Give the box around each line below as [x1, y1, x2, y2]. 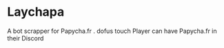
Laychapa [7, 4, 65, 20]
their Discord [7, 34, 44, 42]
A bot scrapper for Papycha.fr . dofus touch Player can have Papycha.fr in [7, 27, 217, 35]
